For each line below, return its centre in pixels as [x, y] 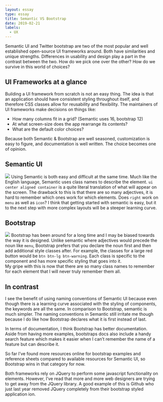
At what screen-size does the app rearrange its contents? [70, 124]
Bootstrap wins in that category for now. [45, 364]
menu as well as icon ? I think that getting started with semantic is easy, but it [81, 202]
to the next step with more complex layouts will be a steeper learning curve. [81, 208]
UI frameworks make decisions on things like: [51, 109]
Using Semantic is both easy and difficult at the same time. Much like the [84, 176]
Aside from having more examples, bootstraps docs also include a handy [78, 334]
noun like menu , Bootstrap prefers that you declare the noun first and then [78, 246]
